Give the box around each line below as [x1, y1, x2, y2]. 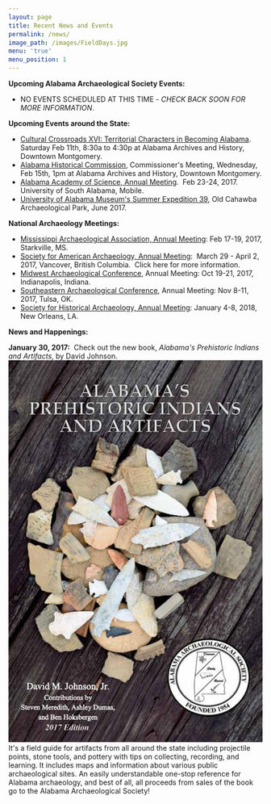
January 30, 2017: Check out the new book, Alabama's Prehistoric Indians [8, 343, 260, 352]
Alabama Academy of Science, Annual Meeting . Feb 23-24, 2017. [19, 178, 239, 186]
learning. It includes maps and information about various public [8, 760, 219, 770]
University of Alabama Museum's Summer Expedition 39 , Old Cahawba [19, 195, 257, 203]
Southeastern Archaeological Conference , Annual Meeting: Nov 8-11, [19, 286, 249, 295]
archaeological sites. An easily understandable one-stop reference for [8, 768, 241, 778]
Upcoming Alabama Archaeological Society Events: [8, 79, 186, 88]
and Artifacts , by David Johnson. [8, 351, 119, 361]
